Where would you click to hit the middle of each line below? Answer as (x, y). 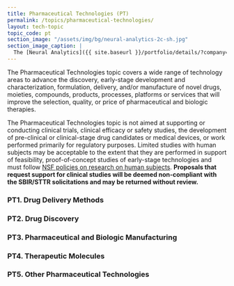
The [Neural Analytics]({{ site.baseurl (73, 53)
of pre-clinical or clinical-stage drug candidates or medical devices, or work (116, 137)
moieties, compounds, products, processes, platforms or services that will (114, 94)
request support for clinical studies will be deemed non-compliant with (112, 174)
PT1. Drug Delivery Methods (56, 200)
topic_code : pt (29, 33)
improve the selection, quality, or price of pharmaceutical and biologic (108, 102)
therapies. (22, 109)
